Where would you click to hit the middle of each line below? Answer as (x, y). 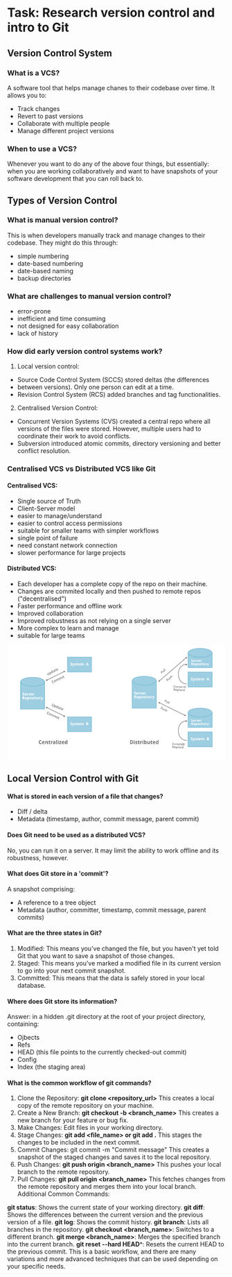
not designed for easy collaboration (68, 326)
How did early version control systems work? (85, 352)
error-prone (34, 311)
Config (27, 1060)
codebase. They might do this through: (63, 242)
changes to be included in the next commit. (79, 1142)
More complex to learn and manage (68, 628)
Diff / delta (32, 812)
